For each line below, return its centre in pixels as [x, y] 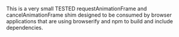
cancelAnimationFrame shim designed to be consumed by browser [89, 15]
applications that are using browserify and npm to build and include [89, 21]
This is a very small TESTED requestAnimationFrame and [77, 9]
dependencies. [25, 27]
